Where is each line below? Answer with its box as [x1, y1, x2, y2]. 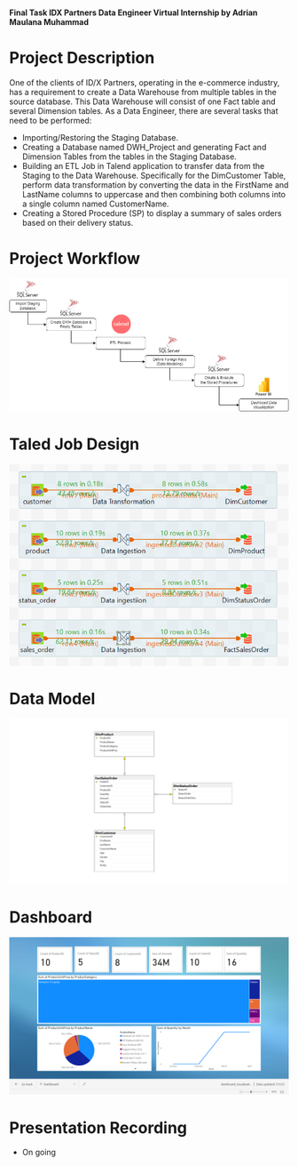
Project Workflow [9, 248, 140, 269]
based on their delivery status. [21, 217, 134, 228]
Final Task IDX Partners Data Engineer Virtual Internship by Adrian [9, 7, 258, 18]
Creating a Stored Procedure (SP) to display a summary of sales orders [21, 207, 282, 218]
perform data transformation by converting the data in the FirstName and [21, 179, 289, 190]
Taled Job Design [9, 434, 140, 454]
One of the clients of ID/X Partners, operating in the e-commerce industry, [9, 76, 280, 88]
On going [21, 1147, 56, 1158]
